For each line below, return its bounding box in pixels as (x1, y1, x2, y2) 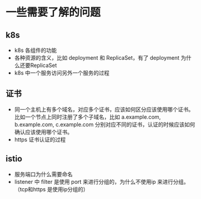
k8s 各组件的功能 (14, 46, 57, 54)
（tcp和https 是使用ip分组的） (14, 185, 89, 193)
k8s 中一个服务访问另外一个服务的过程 (14, 69, 110, 76)
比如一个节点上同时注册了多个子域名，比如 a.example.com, (14, 113, 161, 121)
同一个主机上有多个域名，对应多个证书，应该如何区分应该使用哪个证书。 (14, 106, 194, 113)
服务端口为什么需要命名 (14, 170, 73, 178)
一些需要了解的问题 (5, 5, 101, 19)
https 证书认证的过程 (14, 136, 66, 143)
